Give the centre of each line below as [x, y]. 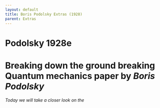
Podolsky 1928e [38, 43]
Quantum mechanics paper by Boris [80, 76]
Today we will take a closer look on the [45, 100]
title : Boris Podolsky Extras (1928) [44, 14]
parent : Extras [21, 19]
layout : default [22, 10]
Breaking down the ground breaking [80, 66]
